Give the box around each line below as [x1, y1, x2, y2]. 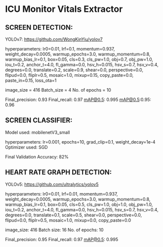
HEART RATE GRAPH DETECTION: [5, 168, 112, 177]
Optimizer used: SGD [5, 144, 48, 150]
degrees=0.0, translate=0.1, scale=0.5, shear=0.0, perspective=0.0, [5, 212, 142, 218]
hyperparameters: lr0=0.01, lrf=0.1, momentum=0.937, [5, 46, 115, 51]
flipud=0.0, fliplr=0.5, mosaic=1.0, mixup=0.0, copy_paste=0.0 [5, 217, 131, 223]
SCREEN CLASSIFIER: [5, 116, 73, 125]
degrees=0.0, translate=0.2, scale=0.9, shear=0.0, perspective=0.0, [5, 67, 144, 73]
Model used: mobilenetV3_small [5, 129, 70, 135]
